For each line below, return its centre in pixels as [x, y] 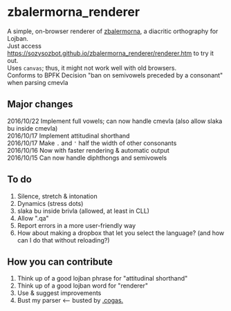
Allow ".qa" [33, 218]
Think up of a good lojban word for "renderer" [83, 286]
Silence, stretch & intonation [57, 196]
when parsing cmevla [38, 82]
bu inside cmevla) [33, 128]
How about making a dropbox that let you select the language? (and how [121, 233]
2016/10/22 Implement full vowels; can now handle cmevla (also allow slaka [115, 121]
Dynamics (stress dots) [50, 203]
